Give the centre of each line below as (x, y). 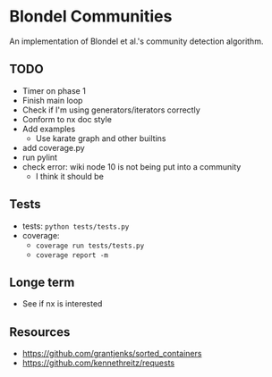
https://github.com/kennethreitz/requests (98, 363)
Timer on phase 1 (54, 90)
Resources (40, 332)
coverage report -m (72, 255)
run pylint (40, 157)
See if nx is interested (62, 304)
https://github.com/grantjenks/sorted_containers (112, 354)
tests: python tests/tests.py (76, 226)
